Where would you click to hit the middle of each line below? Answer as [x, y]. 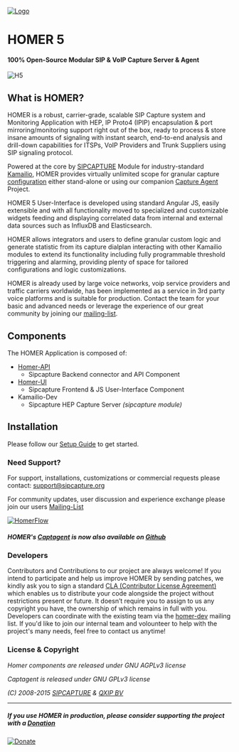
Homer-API [34, 367]
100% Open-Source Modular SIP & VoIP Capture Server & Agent [103, 60]
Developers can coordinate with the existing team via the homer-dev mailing [119, 616]
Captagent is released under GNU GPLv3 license [79, 679]
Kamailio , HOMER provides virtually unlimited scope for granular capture [113, 174]
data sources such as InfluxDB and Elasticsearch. [80, 226]
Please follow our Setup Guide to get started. [73, 444]
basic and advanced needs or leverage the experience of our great [106, 306]
